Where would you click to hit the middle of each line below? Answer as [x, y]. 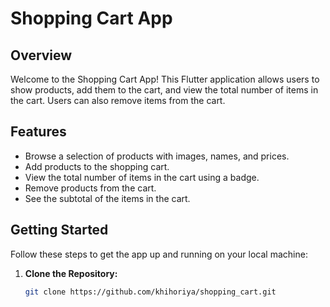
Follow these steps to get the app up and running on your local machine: [159, 254]
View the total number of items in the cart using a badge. [142, 177]
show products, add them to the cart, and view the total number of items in [164, 90]
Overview [41, 55]
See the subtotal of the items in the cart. [107, 198]
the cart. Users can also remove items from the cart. [118, 100]
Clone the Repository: [71, 273]
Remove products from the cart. [90, 188]
